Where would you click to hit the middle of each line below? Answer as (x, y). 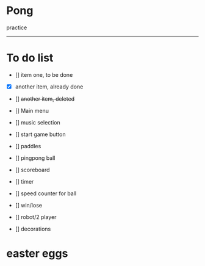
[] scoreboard (32, 170)
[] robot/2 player (36, 217)
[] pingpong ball (35, 158)
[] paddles (28, 146)
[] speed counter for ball (46, 193)
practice (17, 27)
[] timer (24, 181)
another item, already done (49, 87)
